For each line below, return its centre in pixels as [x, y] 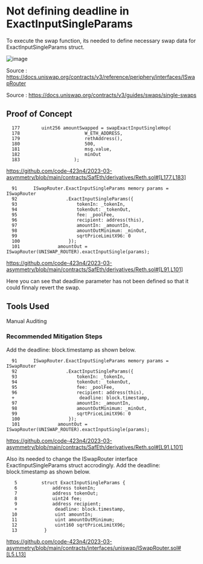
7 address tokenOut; [56, 493]
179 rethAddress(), [67, 138]
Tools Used [28, 306]
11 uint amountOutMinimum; [63, 520]
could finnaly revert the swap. [43, 287]
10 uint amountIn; [53, 514]
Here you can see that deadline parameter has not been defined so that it [98, 281]
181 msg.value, [62, 149]
